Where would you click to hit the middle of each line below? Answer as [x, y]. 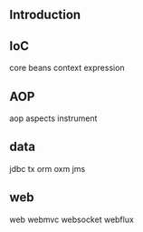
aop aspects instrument [53, 118]
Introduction [45, 15]
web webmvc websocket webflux [71, 219]
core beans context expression [67, 68]
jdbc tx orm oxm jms [48, 168]
